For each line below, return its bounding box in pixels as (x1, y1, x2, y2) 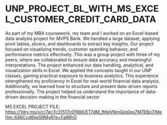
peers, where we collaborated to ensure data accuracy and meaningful (5, 56, 152, 62)
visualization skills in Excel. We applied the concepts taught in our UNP (5, 67, 152, 73)
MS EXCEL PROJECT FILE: (5, 103, 60, 109)
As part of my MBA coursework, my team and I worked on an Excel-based (5, 30, 158, 36)
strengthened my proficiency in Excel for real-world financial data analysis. (5, 78, 160, 84)
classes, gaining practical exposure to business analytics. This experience (5, 72, 159, 78)
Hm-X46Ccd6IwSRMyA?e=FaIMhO (5, 114, 77, 120)
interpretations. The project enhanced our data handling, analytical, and (5, 62, 153, 68)
